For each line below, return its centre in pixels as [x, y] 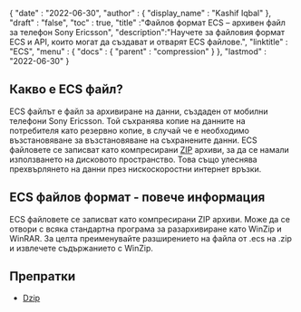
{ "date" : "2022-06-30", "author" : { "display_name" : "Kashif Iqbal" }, [141, 13]
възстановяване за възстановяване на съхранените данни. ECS [134, 140]
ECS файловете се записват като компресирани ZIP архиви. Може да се [150, 219]
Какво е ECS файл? [67, 90]
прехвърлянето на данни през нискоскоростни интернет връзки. [136, 169]
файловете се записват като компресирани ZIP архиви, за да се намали [150, 149]
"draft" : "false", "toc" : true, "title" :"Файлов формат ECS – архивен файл [147, 23]
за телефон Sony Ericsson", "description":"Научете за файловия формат [147, 32]
